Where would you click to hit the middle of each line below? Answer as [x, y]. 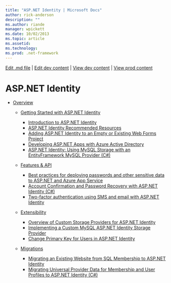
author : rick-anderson [30, 15]
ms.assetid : [18, 44]
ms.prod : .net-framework [32, 53]
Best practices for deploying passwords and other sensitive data [96, 175]
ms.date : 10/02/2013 [27, 34]
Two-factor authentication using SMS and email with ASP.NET [94, 197]
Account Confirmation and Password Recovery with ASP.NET [93, 186]
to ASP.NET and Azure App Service [65, 181]
